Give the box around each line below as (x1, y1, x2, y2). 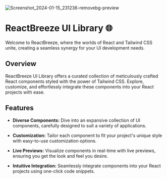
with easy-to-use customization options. (12, 138, 97, 144)
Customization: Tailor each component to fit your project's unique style (12, 132, 162, 139)
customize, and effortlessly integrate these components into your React (5, 83, 154, 89)
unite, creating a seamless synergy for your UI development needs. (5, 44, 145, 51)
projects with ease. (5, 89, 45, 95)
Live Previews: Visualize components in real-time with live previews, (12, 147, 156, 154)
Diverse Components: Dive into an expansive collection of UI (12, 117, 140, 123)
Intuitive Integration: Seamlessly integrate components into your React (12, 162, 161, 169)
